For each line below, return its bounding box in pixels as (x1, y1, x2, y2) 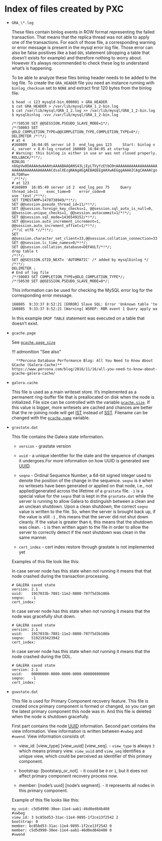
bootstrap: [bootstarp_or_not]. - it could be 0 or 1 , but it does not (18, 767, 148, 773)
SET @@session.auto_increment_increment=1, (11, 219, 101, 224)
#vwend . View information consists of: (11, 733, 86, 739)
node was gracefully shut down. (11, 613, 76, 619)
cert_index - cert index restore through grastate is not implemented (18, 544, 154, 550)
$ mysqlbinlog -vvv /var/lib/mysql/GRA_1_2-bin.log (11, 112, 118, 117)
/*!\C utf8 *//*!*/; (11, 228, 53, 232)
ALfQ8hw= (11, 172, 30, 177)
